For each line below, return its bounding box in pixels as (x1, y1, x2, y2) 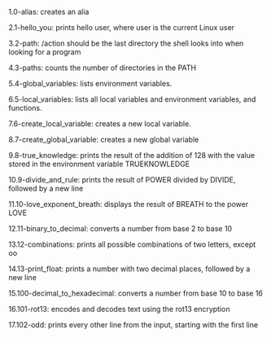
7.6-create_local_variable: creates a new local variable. (8, 119, 191, 129)
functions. (8, 103, 42, 112)
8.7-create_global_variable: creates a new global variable (8, 134, 199, 144)
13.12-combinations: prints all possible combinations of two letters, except (8, 239, 256, 249)
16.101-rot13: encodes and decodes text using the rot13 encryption (8, 305, 230, 314)
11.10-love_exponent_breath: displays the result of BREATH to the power (8, 200, 249, 209)
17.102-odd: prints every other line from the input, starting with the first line (8, 320, 259, 329)
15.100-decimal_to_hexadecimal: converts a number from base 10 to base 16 (8, 288, 263, 298)
